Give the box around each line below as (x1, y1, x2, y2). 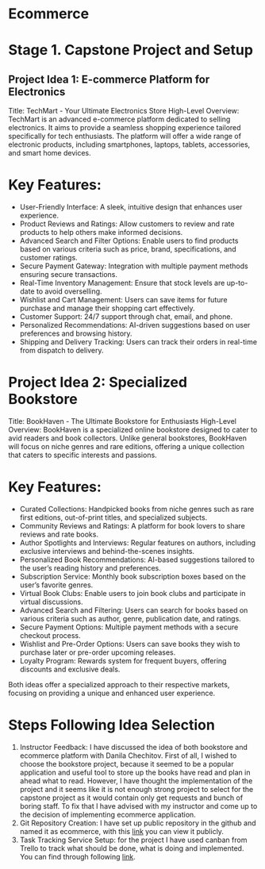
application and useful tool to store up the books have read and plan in (19, 767, 251, 777)
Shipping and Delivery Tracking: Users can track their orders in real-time (19, 337, 258, 347)
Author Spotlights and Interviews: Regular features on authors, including (19, 538, 256, 548)
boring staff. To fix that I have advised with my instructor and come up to (19, 801, 258, 810)
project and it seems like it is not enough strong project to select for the (19, 784, 254, 794)
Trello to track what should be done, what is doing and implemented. (19, 843, 244, 853)
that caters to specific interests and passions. (8, 450, 157, 460)
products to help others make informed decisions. (19, 228, 183, 237)
